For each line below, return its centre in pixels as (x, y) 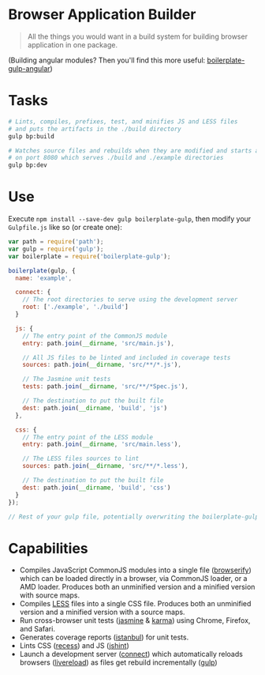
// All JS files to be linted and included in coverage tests (127, 357)
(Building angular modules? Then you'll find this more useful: (107, 60)
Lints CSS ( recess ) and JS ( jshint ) (75, 646)
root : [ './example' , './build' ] (75, 307)
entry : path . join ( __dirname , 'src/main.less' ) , (102, 444)
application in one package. (73, 44)
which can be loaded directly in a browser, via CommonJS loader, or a (133, 579)
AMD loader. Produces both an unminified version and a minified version (137, 587)
